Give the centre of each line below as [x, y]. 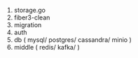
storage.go [29, 10]
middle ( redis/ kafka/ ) [47, 47]
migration [28, 25]
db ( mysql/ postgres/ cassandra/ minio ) [73, 40]
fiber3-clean [32, 17]
